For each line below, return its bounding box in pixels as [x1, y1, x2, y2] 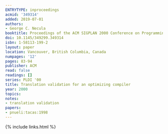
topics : [5, 91, 21, 96]
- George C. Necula [5, 26, 46, 31]
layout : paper [5, 45, 35, 50]
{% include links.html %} [5, 123, 56, 129]
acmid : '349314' [5, 12, 39, 17]
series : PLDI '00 [5, 77, 41, 82]
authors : [5, 21, 23, 27]
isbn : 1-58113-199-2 [5, 40, 48, 45]
